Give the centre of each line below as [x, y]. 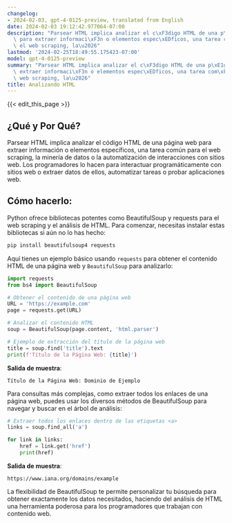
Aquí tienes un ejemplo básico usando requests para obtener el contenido [112, 258]
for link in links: [35, 440]
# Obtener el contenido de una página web [69, 298]
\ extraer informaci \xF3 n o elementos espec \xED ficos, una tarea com [115, 71]
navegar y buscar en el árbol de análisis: [65, 408]
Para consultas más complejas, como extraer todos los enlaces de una [108, 393]
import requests [30, 278]
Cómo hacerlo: [40, 201]
